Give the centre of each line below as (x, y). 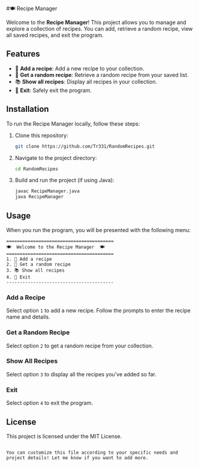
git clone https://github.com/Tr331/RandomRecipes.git (85, 146)
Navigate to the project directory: (56, 157)
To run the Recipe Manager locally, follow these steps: (73, 124)
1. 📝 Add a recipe (29, 259)
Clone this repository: (41, 135)
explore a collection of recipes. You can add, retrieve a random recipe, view (99, 29)
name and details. (28, 317)
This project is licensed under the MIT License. (64, 436)
